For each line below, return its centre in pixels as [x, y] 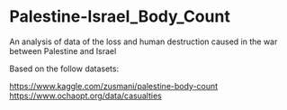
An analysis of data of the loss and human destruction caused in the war [143, 41]
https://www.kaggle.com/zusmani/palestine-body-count [114, 86]
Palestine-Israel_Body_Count [120, 17]
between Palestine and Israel [63, 50]
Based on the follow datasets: [64, 69]
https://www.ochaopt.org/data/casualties [85, 96]
